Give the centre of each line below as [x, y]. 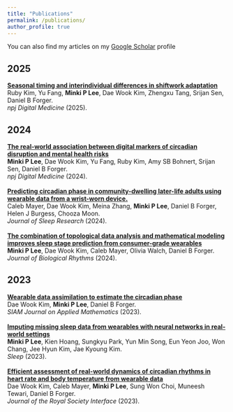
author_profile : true [39, 27]
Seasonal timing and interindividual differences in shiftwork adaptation [113, 85]
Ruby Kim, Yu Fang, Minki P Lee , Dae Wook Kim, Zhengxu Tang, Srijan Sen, [116, 93]
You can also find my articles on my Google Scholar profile [91, 47]
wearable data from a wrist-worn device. [68, 199]
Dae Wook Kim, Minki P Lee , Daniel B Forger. [72, 304]
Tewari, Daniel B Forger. [42, 393]
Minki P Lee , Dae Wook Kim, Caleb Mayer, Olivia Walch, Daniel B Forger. [111, 250]
